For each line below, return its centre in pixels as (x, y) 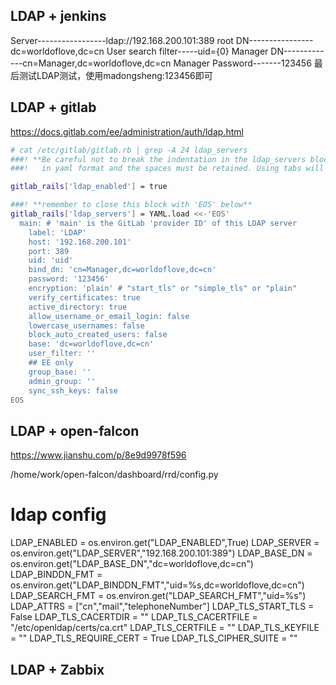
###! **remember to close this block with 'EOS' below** (131, 205)
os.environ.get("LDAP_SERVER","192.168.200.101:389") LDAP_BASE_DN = (161, 553)
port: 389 (49, 251)
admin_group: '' (62, 381)
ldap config (58, 515)
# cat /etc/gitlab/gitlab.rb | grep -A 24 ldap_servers (129, 150)
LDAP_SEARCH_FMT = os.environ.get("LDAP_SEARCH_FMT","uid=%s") (158, 596)
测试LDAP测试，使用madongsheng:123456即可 (115, 75)
